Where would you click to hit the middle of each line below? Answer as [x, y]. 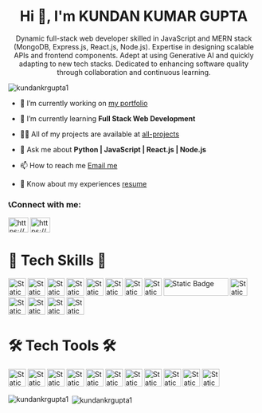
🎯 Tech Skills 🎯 [57, 260]
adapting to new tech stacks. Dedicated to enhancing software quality [134, 64]
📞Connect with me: [45, 204]
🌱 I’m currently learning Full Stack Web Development [108, 118]
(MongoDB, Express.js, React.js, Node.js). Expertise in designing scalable [134, 46]
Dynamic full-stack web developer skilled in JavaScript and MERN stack [134, 38]
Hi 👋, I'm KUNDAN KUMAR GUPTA [134, 16]
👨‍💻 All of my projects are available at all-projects [100, 134]
